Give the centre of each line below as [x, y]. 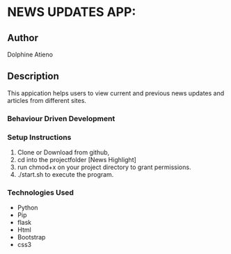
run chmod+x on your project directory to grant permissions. [104, 167]
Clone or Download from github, [63, 152]
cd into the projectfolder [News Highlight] [77, 160]
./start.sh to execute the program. [65, 175]
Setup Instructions [39, 137]
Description [33, 76]
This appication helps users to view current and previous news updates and [116, 93]
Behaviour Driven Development [61, 118]
